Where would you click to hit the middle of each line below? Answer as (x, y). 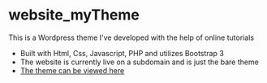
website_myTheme (74, 15)
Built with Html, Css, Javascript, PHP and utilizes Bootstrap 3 (122, 53)
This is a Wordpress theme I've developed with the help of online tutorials (131, 37)
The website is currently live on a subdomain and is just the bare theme (140, 62)
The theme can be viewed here (72, 70)
